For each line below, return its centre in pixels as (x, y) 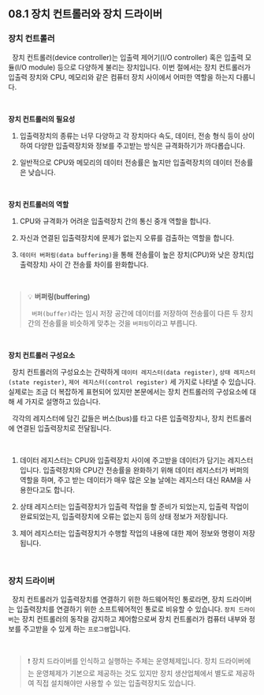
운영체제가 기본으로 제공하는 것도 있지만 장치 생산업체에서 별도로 (135, 673)
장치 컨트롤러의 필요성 (42, 119)
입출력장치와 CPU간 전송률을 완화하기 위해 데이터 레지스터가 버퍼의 (146, 470)
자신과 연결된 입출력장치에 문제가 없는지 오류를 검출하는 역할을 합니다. (127, 237)
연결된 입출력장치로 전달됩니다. (64, 428)
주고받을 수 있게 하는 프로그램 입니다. (76, 629)
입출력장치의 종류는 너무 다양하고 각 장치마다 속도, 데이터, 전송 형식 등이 (130, 136)
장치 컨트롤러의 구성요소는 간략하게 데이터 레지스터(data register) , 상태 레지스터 (134, 372)
